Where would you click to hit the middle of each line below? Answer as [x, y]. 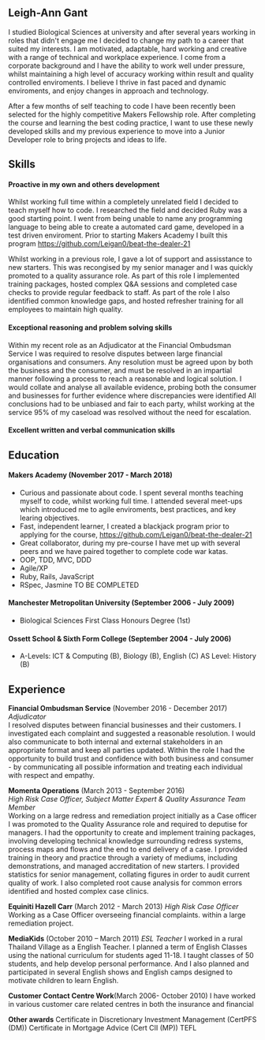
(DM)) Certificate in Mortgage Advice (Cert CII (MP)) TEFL [103, 1028]
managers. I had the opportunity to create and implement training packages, [132, 832]
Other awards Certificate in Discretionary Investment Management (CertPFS [132, 1019]
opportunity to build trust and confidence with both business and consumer [131, 759]
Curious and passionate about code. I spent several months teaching [131, 492]
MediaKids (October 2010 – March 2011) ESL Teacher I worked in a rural [125, 939]
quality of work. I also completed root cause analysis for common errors [125, 883]
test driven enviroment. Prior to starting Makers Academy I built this [118, 235]
